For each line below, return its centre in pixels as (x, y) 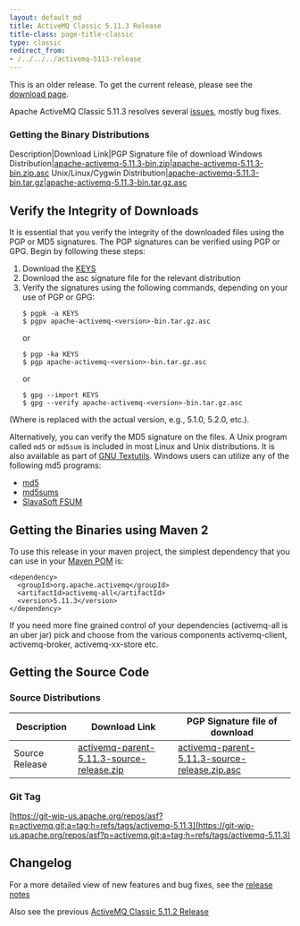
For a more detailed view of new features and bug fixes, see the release (141, 884)
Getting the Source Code (79, 672)
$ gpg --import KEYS (60, 395)
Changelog (41, 863)
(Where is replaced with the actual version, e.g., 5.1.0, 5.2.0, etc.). (129, 420)
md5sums (41, 492)
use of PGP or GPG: (58, 297)
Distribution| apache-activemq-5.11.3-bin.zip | (91, 164)
